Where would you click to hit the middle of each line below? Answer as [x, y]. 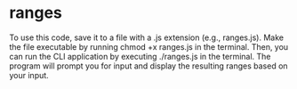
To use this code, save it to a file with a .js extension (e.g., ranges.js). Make [147, 37]
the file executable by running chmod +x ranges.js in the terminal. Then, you [149, 46]
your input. [29, 75]
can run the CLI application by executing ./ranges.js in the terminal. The [140, 56]
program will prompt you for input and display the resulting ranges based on [148, 66]
